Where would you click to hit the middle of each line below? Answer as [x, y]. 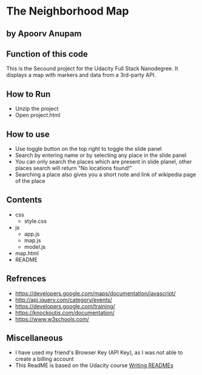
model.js [35, 247]
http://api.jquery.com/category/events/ [63, 300]
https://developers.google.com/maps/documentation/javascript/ [95, 293]
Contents [24, 200]
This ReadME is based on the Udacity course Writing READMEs [94, 365]
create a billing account [44, 359]
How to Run [29, 94]
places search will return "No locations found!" [73, 168]
